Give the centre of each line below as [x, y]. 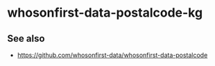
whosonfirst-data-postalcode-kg [105, 13]
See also [26, 39]
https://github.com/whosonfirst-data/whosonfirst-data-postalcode [112, 55]
